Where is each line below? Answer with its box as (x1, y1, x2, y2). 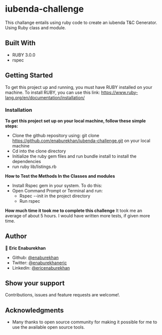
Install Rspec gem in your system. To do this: (12, 182, 102, 188)
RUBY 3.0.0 (12, 52, 36, 58)
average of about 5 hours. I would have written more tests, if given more (5, 212, 150, 218)
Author (5, 232, 27, 240)
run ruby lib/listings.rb (12, 164, 57, 169)
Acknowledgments (5, 306, 64, 314)
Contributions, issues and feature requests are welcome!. (5, 292, 121, 298)
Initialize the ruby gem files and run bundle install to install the (12, 153, 137, 159)
